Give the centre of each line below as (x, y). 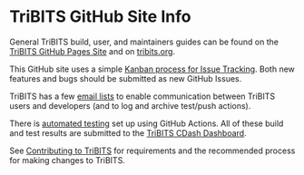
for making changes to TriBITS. (67, 160)
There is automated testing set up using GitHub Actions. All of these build (147, 123)
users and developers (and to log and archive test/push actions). (130, 105)
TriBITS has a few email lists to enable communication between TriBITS (142, 96)
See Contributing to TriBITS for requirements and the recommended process (152, 151)
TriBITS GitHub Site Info (100, 17)
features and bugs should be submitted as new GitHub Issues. (126, 78)
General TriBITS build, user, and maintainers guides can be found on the (144, 42)
